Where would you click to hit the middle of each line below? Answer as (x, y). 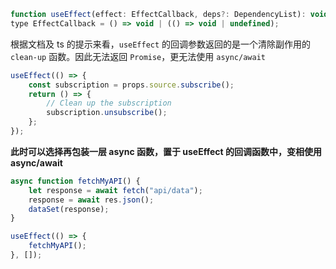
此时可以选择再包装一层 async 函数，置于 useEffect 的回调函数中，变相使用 (166, 151)
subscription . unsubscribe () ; (107, 113)
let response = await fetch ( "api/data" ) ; (115, 190)
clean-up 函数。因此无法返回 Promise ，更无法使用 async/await (138, 56)
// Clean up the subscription (109, 103)
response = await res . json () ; (91, 200)
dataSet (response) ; (69, 209)
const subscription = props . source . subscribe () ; (131, 85)
